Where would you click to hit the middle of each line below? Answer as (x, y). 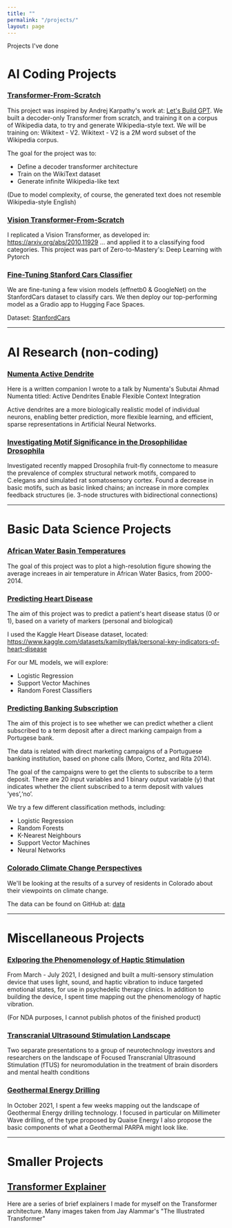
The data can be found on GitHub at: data (66, 904)
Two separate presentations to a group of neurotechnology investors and (111, 1051)
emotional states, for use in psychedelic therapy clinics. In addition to (106, 990)
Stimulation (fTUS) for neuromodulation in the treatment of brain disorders (113, 1065)
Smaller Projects (55, 1161)
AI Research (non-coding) (83, 352)
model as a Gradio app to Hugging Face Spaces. (76, 304)
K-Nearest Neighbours (49, 835)
